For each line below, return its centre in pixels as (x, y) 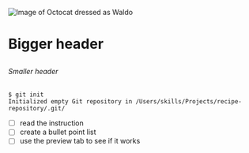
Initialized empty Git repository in (70, 102)
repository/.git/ (37, 109)
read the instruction (52, 123)
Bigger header (56, 44)
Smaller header (33, 71)
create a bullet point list (58, 132)
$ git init (26, 95)
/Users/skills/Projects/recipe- (189, 102)
